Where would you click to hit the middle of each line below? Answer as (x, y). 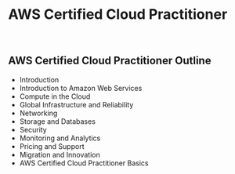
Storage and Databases (58, 121)
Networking (38, 113)
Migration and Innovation (60, 154)
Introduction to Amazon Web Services (81, 88)
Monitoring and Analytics (60, 138)
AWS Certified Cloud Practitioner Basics (84, 163)
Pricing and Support (52, 146)
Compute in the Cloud (55, 96)
